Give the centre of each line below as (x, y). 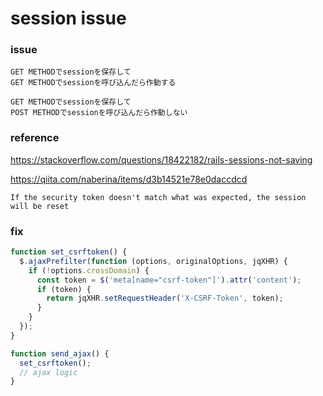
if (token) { (64, 289)
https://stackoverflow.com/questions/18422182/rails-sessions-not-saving (161, 159)
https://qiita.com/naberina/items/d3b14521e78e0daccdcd (129, 179)
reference (35, 138)
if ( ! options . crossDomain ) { (89, 270)
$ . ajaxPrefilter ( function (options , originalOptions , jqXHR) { (153, 261)
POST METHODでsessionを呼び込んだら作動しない (99, 113)
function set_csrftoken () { (69, 252)
